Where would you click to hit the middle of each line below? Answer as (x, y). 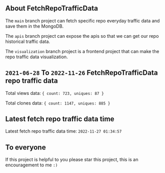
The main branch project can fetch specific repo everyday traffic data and (82, 20)
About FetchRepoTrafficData (52, 8)
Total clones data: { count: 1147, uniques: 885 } (58, 103)
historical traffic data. (28, 41)
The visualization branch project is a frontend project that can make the (82, 51)
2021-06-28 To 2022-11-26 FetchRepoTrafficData (82, 73)
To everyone (26, 147)
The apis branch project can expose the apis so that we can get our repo (82, 36)
